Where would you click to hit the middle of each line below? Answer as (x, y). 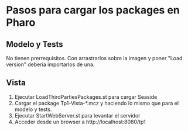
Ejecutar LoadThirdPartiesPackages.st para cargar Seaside (86, 96)
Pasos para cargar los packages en (93, 10)
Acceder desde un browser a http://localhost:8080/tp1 (80, 122)
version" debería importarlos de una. (50, 64)
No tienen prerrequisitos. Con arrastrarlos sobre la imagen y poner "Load (94, 58)
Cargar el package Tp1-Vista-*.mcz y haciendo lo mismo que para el (97, 103)
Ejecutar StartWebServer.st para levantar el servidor (77, 115)
